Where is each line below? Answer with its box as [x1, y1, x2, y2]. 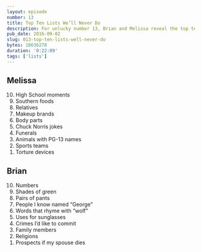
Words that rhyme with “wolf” [15, 207, 88, 214]
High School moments [15, 91, 70, 99]
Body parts [15, 117, 43, 124]
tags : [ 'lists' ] [7, 53, 47, 59]
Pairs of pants [15, 195, 50, 202]
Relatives [15, 104, 38, 111]
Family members [15, 226, 57, 233]
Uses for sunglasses [15, 214, 66, 221]
